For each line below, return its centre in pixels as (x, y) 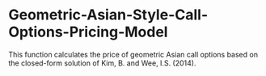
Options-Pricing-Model (88, 32)
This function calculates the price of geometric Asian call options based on (133, 54)
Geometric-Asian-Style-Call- (108, 15)
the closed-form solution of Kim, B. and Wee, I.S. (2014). (102, 63)
